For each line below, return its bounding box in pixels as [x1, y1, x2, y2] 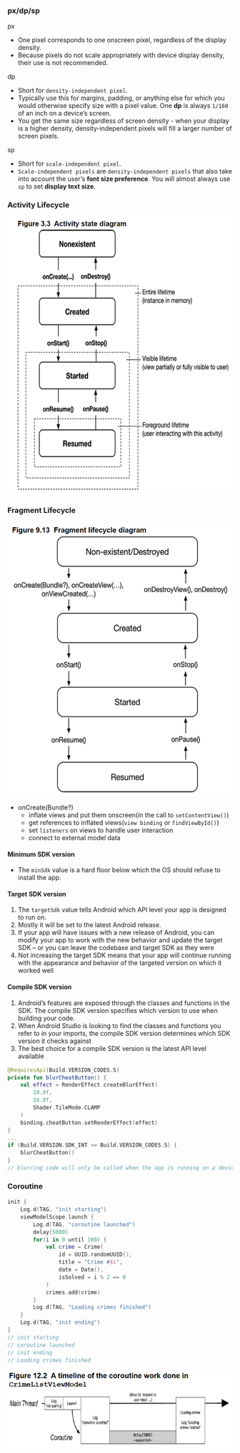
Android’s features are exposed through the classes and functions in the [17, 999, 231, 1007]
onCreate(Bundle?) [17, 803, 74, 812]
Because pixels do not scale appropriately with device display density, [17, 51, 225, 59]
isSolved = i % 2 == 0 [58, 1274, 126, 1281]
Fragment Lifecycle [7, 506, 76, 516]
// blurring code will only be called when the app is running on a [7, 1164, 216, 1172]
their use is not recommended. [17, 59, 109, 67]
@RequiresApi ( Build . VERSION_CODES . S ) [7, 1067, 120, 1074]
